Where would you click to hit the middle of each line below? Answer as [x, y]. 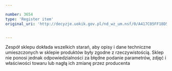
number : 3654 [19, 14]
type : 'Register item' [29, 19]
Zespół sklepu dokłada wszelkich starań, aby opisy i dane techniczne [78, 47]
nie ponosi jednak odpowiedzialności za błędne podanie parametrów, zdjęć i [86, 58]
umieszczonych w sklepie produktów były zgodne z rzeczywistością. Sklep [84, 52]
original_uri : [20, 24]
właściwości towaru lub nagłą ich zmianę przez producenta [68, 63]
